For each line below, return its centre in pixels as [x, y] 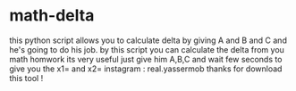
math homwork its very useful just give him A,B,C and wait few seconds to [146, 59]
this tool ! [26, 78]
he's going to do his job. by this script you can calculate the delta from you [147, 49]
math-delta [52, 16]
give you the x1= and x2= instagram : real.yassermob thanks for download [146, 69]
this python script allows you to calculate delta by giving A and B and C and [148, 40]
